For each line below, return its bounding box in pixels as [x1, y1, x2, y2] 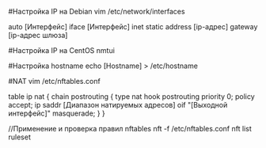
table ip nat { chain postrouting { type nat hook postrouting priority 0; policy [8, 92, 255, 101]
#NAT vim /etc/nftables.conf [8, 77, 101, 85]
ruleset [8, 132, 32, 142]
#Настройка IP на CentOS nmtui [8, 46, 115, 55]
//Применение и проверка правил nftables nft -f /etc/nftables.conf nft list [8, 124, 252, 133]
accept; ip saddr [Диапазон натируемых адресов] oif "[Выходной [8, 101, 228, 109]
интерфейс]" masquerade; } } [8, 108, 105, 118]
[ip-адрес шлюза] [8, 31, 68, 40]
